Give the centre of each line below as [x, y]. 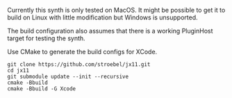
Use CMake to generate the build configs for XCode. [82, 52]
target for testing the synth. [46, 38]
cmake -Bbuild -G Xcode [42, 89]
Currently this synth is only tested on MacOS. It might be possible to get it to [116, 10]
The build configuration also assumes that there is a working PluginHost [110, 31]
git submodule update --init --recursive [68, 76]
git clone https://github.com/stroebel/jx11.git [79, 65]
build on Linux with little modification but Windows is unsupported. [102, 17]
